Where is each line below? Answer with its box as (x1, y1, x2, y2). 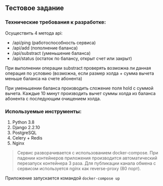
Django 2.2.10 (12, 124, 40, 130)
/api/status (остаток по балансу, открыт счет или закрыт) (12, 55, 132, 61)
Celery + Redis (12, 135, 43, 140)
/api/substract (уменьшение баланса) (12, 50, 91, 56)
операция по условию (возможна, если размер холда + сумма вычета (5, 70, 154, 76)
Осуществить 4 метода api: (5, 30, 63, 36)
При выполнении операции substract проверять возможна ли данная (5, 65, 151, 71)
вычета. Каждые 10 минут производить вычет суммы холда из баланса (5, 90, 156, 96)
